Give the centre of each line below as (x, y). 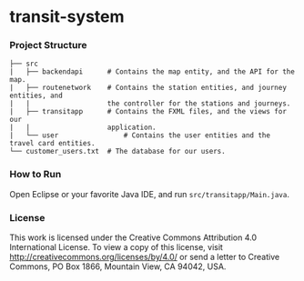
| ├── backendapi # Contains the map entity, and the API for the (152, 72)
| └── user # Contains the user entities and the (140, 135)
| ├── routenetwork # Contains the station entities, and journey (148, 88)
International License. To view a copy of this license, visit (116, 247)
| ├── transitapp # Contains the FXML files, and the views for (148, 112)
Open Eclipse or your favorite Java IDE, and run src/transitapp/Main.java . (149, 194)
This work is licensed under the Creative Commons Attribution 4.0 (133, 237)
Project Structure (48, 45)
